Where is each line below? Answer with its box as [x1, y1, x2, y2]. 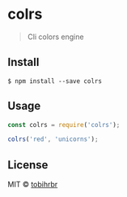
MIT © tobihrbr [7, 180, 58, 190]
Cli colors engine [27, 32, 84, 42]
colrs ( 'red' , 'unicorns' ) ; [7, 135, 99, 143]
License [7, 158, 49, 172]
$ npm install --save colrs [7, 77, 103, 85]
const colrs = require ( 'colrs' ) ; [7, 120, 121, 129]
